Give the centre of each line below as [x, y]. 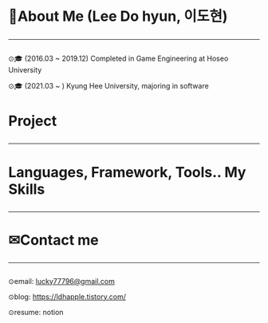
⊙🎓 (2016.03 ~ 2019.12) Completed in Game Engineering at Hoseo [118, 59]
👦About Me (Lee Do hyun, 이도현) [118, 16]
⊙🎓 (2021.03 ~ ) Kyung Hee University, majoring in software [108, 86]
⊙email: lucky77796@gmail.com [62, 281]
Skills [27, 189]
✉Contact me [54, 240]
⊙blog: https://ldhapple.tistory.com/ [67, 297]
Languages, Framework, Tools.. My [127, 172]
